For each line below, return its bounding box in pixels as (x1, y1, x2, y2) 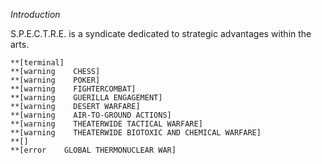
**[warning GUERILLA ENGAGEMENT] (10, 93, 163, 103)
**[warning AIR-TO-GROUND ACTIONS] (10, 110, 172, 120)
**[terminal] (10, 58, 65, 68)
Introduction (10, 9, 61, 20)
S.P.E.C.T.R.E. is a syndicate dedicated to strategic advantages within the (10, 28, 312, 39)
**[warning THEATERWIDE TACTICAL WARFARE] (10, 119, 203, 129)
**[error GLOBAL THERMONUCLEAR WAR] (10, 145, 177, 155)
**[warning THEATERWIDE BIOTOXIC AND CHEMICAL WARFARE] (10, 128, 262, 138)
